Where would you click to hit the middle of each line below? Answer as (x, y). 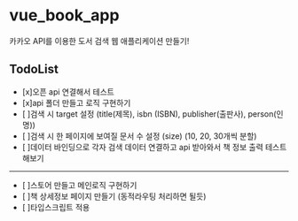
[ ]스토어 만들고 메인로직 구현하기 (79, 185)
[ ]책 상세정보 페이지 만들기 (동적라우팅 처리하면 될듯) (114, 196)
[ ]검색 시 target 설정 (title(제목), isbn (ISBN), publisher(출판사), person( (149, 114)
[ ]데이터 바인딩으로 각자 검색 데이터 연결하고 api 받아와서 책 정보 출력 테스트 (154, 147)
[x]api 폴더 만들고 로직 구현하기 (76, 103)
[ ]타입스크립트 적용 (56, 207)
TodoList (34, 69)
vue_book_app (64, 15)
